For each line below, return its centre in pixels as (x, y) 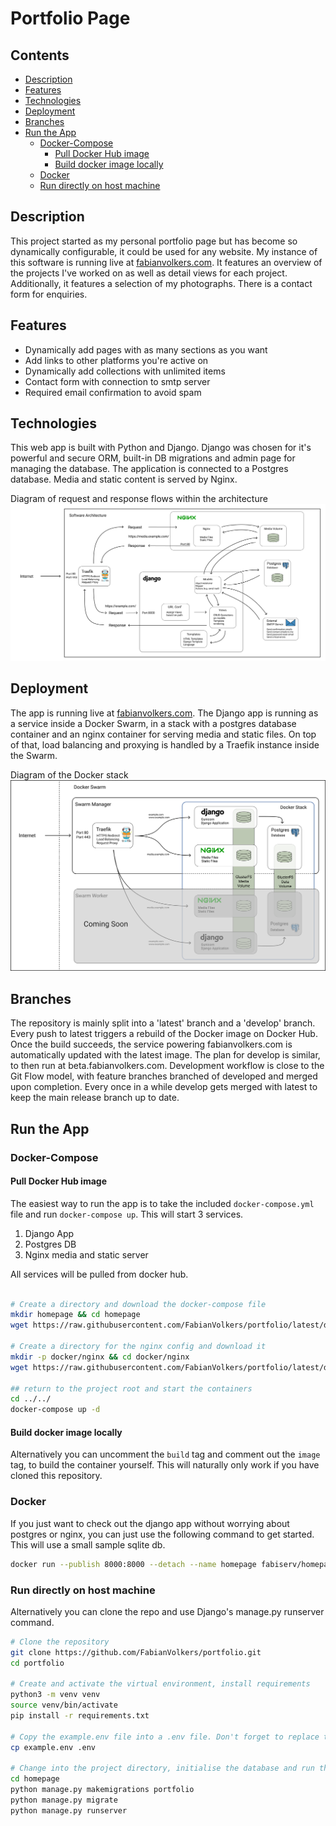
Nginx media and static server (86, 1254)
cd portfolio (37, 1663)
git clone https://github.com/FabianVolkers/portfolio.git (136, 1652)
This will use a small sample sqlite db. (88, 1544)
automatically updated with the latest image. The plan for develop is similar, (165, 1055)
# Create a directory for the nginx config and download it (138, 1347)
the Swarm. (34, 755)
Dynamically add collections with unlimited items (125, 371)
